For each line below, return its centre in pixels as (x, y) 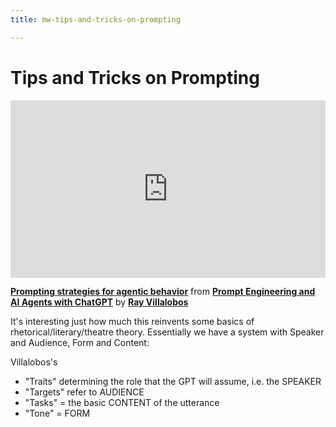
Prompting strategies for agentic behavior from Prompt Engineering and (163, 292)
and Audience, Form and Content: (80, 343)
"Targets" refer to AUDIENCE (84, 392)
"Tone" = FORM (57, 413)
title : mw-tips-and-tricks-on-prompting (96, 19)
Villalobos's (34, 362)
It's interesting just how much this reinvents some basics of (132, 322)
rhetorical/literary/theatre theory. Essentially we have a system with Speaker (167, 332)
